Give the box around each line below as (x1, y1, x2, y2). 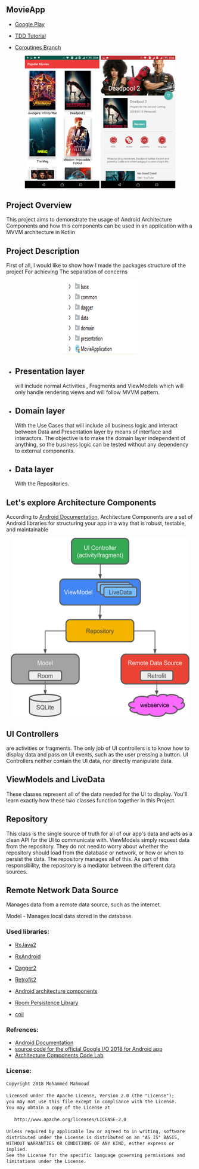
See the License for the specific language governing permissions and (6, 1152, 185, 1159)
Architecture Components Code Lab (14, 1052, 104, 1059)
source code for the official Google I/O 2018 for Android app (14, 1045, 163, 1053)
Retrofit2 (14, 976, 37, 983)
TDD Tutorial (14, 32, 46, 39)
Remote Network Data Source (6, 885, 119, 896)
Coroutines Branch (14, 44, 61, 51)
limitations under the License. (6, 1158, 86, 1165)
